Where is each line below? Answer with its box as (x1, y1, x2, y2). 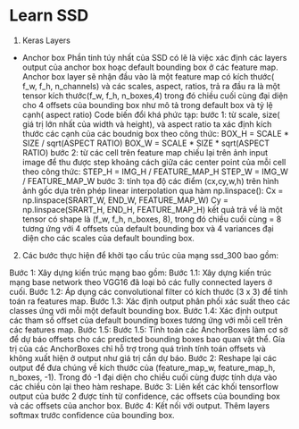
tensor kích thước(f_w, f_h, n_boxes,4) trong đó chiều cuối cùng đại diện (21, 90, 288, 101)
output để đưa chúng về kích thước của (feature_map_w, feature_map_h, (9, 362, 276, 373)
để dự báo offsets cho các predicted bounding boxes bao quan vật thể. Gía (9, 333, 286, 344)
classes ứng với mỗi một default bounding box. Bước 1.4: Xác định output (9, 305, 278, 315)
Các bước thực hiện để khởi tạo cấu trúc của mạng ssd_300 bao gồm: (21, 249, 279, 260)
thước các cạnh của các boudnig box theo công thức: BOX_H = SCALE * (21, 128, 290, 139)
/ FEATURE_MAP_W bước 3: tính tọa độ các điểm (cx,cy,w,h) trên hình (21, 175, 279, 186)
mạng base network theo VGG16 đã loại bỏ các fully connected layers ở (9, 276, 273, 287)
